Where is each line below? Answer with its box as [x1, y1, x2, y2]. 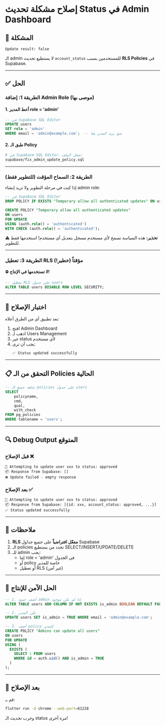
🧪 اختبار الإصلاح [5, 303, 47, 311]
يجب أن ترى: [12, 341, 36, 347]
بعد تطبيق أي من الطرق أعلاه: [5, 316, 60, 322]
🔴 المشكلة [5, 34, 33, 42]
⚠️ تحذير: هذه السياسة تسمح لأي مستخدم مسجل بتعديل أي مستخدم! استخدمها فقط [5, 235, 158, 241]
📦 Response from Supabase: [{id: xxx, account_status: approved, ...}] [5, 502, 157, 507]
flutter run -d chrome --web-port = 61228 [5, 706, 89, 711]
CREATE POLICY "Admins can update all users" [5, 628, 100, 634]
